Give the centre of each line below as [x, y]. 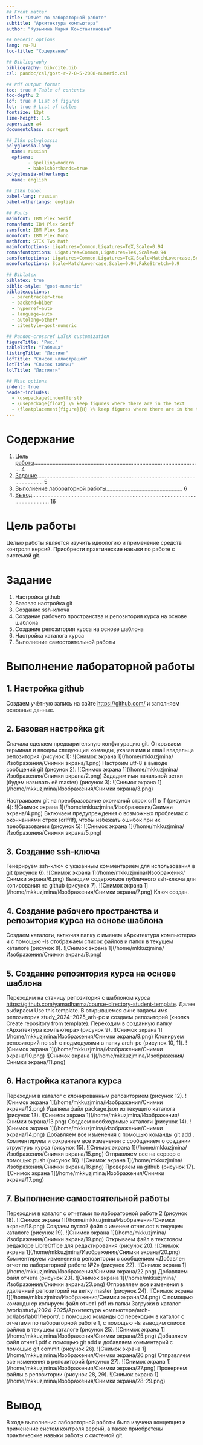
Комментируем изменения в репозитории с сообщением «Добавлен [96, 1258]
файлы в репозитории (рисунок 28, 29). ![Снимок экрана [80, 1374]
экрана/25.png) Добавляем [152, 1336]
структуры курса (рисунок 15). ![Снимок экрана [68, 1147]
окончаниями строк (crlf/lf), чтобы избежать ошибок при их [83, 820]
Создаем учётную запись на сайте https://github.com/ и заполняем [93, 703]
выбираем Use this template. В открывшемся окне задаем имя [87, 1010]
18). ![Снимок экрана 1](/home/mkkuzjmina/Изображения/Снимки [91, 1219]
